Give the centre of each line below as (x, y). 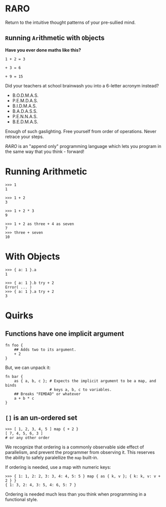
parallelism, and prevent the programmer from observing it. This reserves (80, 452)
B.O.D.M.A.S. (25, 95)
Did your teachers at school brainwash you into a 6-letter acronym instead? (82, 85)
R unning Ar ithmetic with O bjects (55, 38)
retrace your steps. (25, 137)
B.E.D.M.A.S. (25, 122)
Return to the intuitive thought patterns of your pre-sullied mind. (70, 22)
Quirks (19, 315)
